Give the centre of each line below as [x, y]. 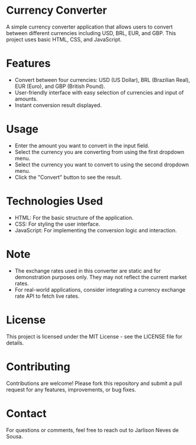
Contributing [38, 367]
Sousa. [15, 436]
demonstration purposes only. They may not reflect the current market [101, 277]
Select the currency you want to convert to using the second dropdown [102, 165]
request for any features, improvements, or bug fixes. [71, 389]
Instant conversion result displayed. [58, 105]
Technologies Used [55, 201]
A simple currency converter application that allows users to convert [89, 27]
